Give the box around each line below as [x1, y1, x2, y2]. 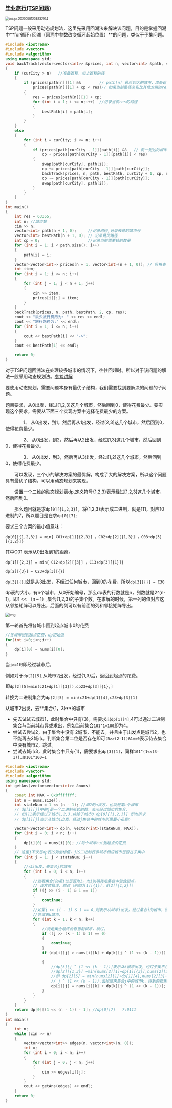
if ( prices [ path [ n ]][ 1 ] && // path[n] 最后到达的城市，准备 [24, 80, 163, 85]
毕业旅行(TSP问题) [5, 4, 51, 11]
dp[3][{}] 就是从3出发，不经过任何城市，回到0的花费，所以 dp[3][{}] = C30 [5, 578, 165, 585]
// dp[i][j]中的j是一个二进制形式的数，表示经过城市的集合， [14, 807, 130, 812]
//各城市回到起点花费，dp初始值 [5, 632, 64, 638]
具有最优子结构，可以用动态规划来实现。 [5, 478, 91, 484]
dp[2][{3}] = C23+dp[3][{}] [5, 569, 66, 574]
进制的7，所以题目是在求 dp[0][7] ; [5, 513, 77, 519]
